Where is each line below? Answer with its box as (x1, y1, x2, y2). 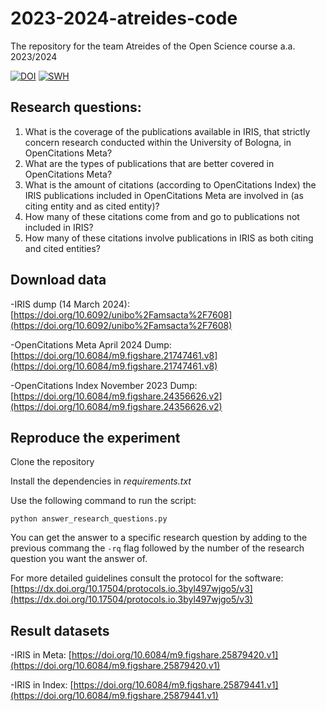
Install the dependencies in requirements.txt (10, 475, 192, 487)
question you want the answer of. (10, 553, 148, 565)
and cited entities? (24, 242, 102, 254)
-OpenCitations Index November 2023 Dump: (10, 379, 198, 391)
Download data (10, 272, 107, 289)
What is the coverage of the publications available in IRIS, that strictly (24, 125, 311, 137)
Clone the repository (10, 456, 95, 468)
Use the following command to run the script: (10, 495, 197, 507)
